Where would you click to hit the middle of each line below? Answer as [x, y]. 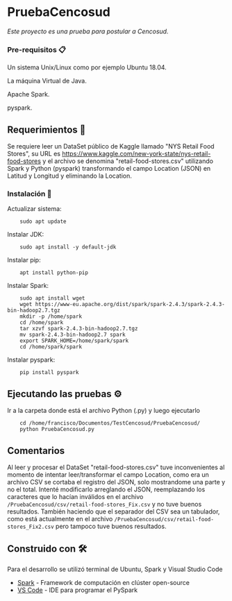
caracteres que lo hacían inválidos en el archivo [75, 496]
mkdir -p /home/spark [51, 316]
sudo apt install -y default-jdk [68, 247]
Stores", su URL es [34, 154]
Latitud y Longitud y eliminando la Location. [69, 176]
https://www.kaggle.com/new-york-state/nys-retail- [136, 154]
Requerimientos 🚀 [47, 129]
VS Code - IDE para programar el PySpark [77, 590]
